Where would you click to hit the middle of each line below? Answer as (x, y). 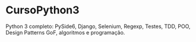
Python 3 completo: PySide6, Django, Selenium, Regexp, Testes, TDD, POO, (98, 26)
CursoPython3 (42, 10)
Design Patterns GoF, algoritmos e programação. (65, 32)
